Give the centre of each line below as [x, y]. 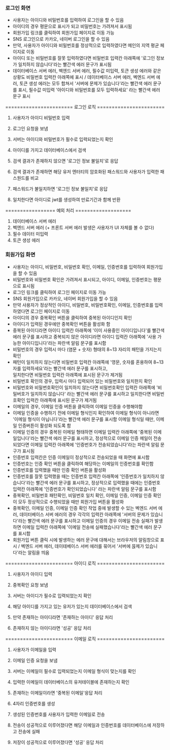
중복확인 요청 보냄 [30, 584]
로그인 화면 [18, 8]
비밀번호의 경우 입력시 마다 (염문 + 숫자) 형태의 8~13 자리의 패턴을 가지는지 [87, 349]
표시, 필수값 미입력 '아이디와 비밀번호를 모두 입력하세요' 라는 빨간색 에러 [89, 90]
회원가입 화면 [20, 255]
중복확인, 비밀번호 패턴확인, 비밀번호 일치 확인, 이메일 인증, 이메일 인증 [82, 495]
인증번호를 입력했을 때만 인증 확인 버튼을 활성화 [59, 470]
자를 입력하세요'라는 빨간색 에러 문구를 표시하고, [60, 368]
